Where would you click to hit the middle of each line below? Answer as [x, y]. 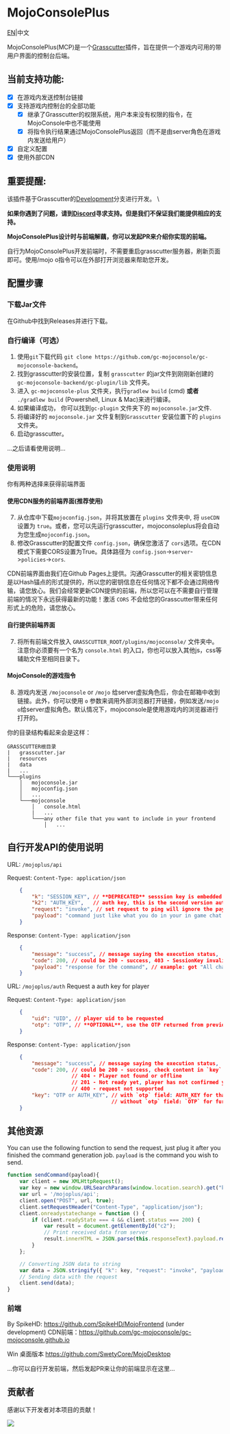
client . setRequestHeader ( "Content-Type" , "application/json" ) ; [112, 1207]
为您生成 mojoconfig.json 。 [55, 535]
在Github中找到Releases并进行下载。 [59, 321]
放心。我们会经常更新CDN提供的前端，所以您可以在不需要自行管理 [124, 590]
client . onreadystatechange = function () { [82, 1213]
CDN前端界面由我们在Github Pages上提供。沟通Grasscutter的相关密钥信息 [112, 573]
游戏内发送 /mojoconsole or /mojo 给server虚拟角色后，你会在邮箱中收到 [118, 692]
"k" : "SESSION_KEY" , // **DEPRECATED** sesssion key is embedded [127, 896]
